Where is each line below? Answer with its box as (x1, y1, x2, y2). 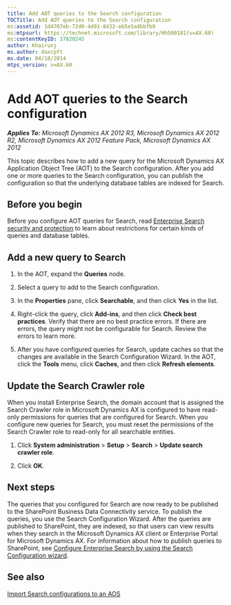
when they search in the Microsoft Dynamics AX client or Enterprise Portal (7, 529, 219, 537)
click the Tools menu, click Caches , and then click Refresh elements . (17, 360, 216, 368)
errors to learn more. (17, 332, 77, 340)
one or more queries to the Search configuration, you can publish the (7, 171, 203, 179)
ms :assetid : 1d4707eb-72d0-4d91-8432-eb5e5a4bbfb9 (7, 23, 156, 30)
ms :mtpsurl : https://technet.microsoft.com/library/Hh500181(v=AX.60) (7, 29, 214, 37)
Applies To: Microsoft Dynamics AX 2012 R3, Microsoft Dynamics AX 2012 (7, 128, 220, 137)
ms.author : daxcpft (7, 49, 63, 56)
